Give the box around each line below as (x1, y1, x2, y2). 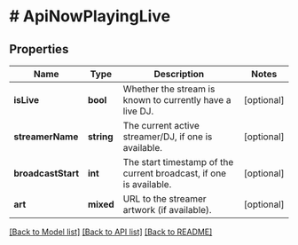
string (87, 130, 114, 143)
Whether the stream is (122, 83, 216, 95)
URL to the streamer (122, 193, 207, 205)
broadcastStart (13, 167, 80, 179)
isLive (13, 94, 40, 106)
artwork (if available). (122, 204, 212, 216)
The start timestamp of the (122, 156, 234, 168)
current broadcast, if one (122, 167, 227, 179)
